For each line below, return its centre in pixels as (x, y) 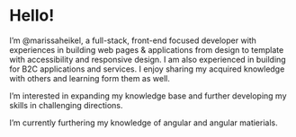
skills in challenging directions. (66, 105)
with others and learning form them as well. (90, 78)
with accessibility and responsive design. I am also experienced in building (148, 59)
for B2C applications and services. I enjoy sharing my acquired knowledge (147, 69)
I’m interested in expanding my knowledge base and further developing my (148, 96)
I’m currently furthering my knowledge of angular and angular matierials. (144, 123)
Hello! (32, 16)
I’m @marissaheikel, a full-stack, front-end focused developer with (133, 40)
